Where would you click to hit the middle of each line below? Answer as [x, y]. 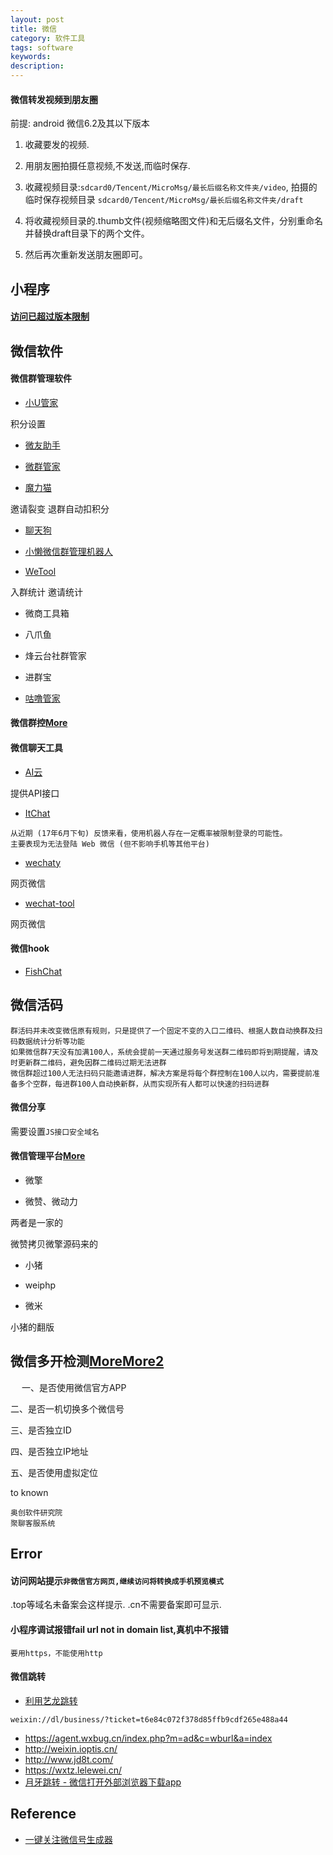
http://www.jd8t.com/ [69, 1759]
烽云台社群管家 [55, 655]
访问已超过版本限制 [50, 317]
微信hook [30, 948]
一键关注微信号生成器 [68, 1839]
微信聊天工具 [36, 747]
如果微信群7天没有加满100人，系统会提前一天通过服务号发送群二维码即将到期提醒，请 [161, 1052]
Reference [43, 1814]
